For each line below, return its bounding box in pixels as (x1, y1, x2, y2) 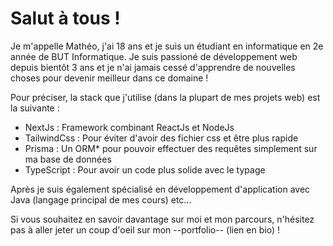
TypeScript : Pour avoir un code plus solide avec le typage (24, 163, 266, 176)
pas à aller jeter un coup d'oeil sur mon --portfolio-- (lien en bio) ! (10, 223, 280, 236)
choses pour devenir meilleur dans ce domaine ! (10, 72, 209, 84)
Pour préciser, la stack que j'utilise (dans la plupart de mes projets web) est (10, 91, 321, 103)
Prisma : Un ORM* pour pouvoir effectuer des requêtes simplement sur (24, 142, 318, 154)
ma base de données (24, 153, 112, 165)
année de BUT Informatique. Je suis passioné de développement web (10, 50, 298, 62)
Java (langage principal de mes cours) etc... (10, 193, 192, 206)
